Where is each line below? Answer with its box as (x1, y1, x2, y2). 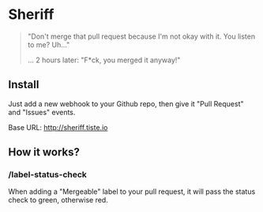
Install (8, 78, 39, 91)
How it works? (8, 146, 81, 159)
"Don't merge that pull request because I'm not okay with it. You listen (27, 32, 255, 41)
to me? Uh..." (27, 39, 70, 49)
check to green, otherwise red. (8, 195, 108, 205)
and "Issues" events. (8, 107, 76, 117)
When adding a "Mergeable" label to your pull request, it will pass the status (8, 187, 256, 196)
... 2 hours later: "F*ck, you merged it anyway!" (27, 55, 181, 65)
